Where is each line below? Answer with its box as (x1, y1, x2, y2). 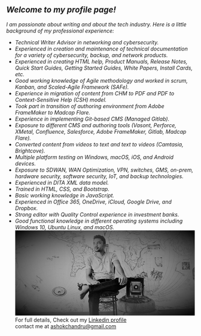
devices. (14, 160, 36, 167)
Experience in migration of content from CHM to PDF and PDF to (14, 89, 175, 97)
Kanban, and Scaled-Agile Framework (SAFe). (14, 83, 129, 91)
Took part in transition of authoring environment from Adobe (14, 102, 165, 110)
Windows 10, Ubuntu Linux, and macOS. (14, 223, 115, 230)
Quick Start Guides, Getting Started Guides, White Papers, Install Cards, (14, 64, 193, 71)
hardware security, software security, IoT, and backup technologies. (14, 172, 184, 179)
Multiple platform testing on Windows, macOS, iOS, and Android (14, 153, 174, 161)
